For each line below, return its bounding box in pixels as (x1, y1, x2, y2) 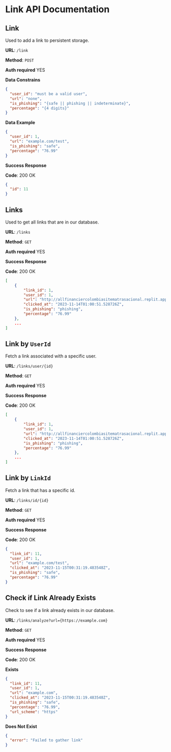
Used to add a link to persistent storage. (5, 37, 90, 43)
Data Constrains (5, 77, 41, 82)
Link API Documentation (5, 4, 110, 15)
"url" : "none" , (10, 96, 42, 101)
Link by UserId (5, 340, 51, 348)
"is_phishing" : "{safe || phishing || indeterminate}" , (10, 101, 131, 106)
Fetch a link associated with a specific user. (5, 353, 97, 359)
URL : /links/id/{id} (5, 497, 49, 503)
